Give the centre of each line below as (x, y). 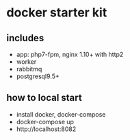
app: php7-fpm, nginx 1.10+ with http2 (70, 54)
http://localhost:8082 (46, 129)
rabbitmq (29, 69)
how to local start (44, 98)
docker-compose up (45, 121)
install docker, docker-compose (61, 114)
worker (26, 62)
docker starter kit (57, 13)
